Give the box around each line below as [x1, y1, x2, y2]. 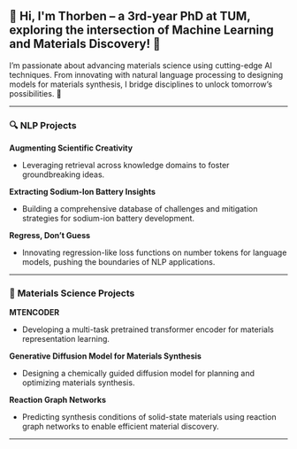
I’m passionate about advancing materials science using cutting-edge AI [9, 59, 272, 71]
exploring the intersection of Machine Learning [9, 23, 274, 38]
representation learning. [21, 334, 110, 344]
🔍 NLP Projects [9, 119, 77, 131]
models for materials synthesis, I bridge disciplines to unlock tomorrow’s [9, 79, 272, 89]
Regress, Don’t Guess [9, 230, 91, 241]
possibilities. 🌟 [9, 88, 62, 98]
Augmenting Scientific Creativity [9, 143, 133, 153]
